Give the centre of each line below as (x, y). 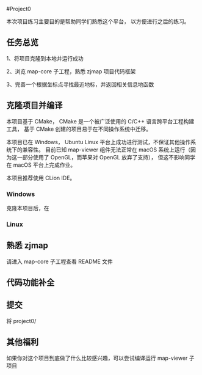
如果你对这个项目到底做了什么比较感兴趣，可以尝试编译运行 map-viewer (97, 358)
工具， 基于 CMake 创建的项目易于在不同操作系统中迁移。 (79, 129)
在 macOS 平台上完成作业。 (41, 165)
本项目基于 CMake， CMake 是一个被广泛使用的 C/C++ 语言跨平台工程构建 (100, 121)
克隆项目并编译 (34, 105)
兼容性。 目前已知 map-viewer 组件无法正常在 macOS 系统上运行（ (106, 150)
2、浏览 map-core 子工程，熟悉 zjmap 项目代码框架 (71, 71)
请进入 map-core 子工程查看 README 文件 (60, 261)
